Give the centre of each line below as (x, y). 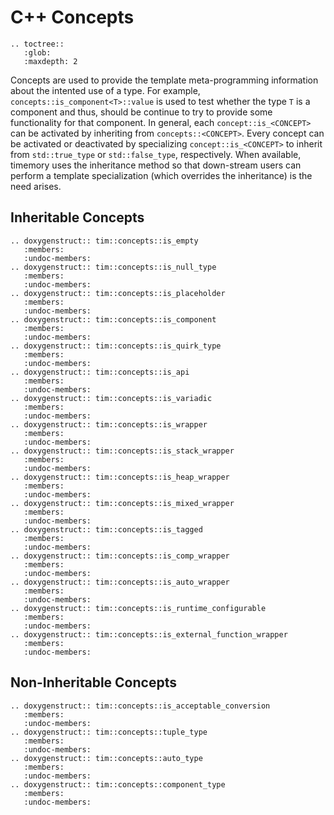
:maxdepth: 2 (50, 61)
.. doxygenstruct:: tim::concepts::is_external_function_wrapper (149, 634)
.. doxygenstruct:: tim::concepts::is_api (100, 372)
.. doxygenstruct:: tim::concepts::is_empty (104, 241)
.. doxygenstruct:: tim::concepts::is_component (113, 319)
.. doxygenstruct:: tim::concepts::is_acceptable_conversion (140, 706)
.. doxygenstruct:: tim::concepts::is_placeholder (118, 293)
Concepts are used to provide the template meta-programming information (164, 80)
